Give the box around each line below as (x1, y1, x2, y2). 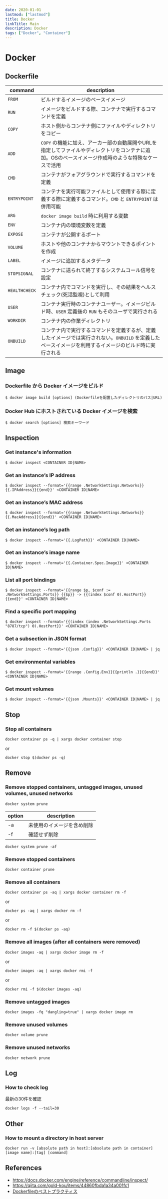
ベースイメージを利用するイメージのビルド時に (40, 342, 151, 348)
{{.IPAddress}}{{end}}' (5, 487, 55, 492)
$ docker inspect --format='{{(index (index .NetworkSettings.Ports (5, 619, 151, 624)
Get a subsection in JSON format (5, 635, 86, 642)
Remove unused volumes (5, 1021, 68, 1028)
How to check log (5, 1083, 48, 1090)
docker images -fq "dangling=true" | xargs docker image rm (5, 1009, 133, 1014)
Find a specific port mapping (5, 608, 76, 615)
